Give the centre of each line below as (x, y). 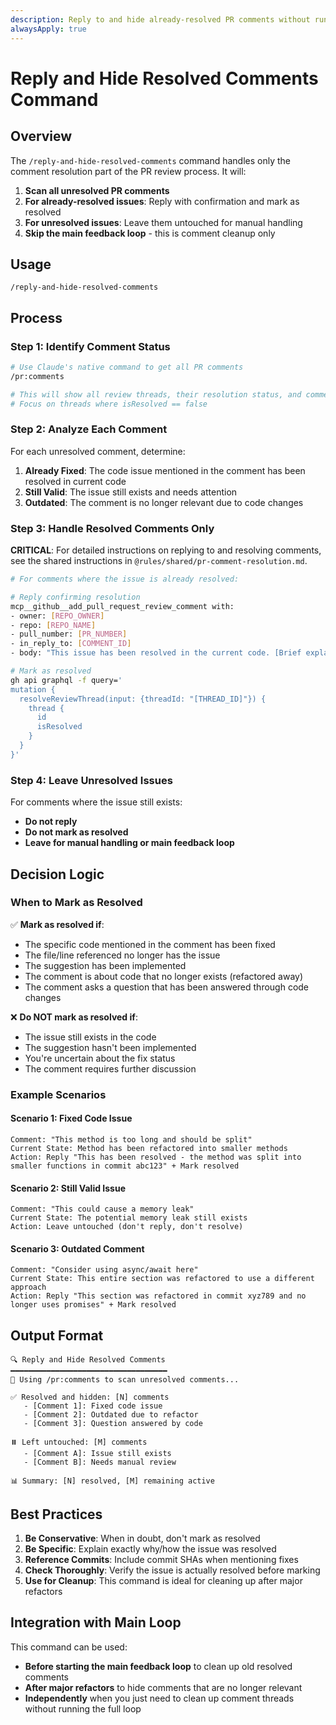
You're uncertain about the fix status (100, 1058)
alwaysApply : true (48, 29)
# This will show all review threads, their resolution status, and (156, 394)
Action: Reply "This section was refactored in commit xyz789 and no (158, 1296)
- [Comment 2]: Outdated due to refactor (111, 1415)
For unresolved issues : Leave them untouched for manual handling (163, 222)
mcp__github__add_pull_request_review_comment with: (122, 606)
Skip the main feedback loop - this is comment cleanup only (150, 233)
